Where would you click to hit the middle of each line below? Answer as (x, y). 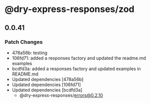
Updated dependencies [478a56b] (48, 79)
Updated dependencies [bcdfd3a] (47, 90)
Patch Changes (24, 42)
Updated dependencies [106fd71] (46, 84)
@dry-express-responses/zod (70, 9)
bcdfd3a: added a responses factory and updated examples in (76, 68)
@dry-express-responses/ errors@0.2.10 (61, 95)
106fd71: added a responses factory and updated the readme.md (79, 58)
